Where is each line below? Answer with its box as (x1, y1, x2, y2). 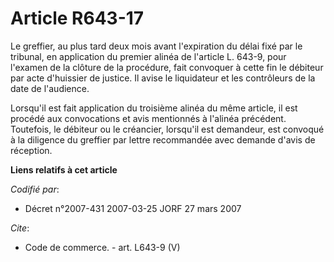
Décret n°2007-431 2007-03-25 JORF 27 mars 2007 (24, 202, 242, 214)
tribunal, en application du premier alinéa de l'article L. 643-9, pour (10, 50, 287, 62)
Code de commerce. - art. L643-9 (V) (24, 241, 181, 253)
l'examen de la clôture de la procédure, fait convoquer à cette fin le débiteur (10, 61, 324, 73)
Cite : (10, 222, 30, 234)
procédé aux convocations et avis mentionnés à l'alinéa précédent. (10, 112, 287, 124)
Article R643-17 (10, 7, 145, 30)
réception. (10, 144, 53, 156)
